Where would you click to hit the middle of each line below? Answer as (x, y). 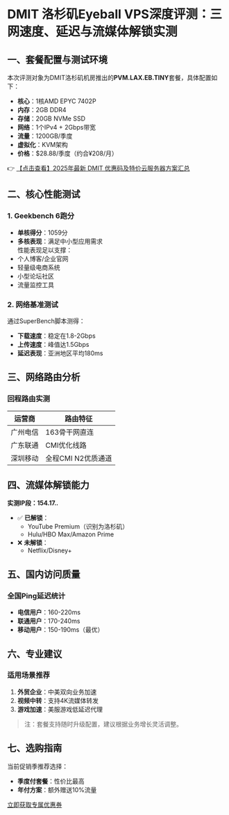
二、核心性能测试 (44, 195)
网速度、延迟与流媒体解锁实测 (93, 32)
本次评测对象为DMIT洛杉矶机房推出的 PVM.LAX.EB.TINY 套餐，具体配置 (109, 78)
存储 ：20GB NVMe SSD (51, 118)
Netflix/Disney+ (50, 550)
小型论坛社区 (35, 276)
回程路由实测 (29, 399)
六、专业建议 (35, 654)
